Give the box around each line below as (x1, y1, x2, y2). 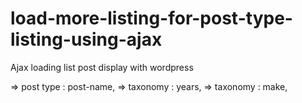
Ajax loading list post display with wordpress (10, 61, 194, 73)
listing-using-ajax (10, 28, 163, 51)
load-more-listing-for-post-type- (10, 7, 293, 30)
